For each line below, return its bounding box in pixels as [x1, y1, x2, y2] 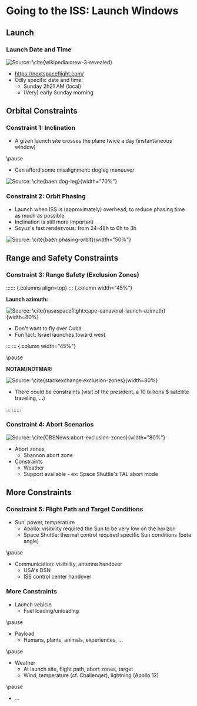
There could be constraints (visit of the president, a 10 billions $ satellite [14, 388, 189, 395]
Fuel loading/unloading [23, 607, 79, 614]
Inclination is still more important [14, 218, 94, 225]
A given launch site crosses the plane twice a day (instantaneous [14, 137, 172, 144]
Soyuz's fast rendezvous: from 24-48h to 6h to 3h [14, 224, 137, 231]
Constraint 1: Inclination [6, 124, 75, 132]
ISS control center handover [23, 573, 92, 580]
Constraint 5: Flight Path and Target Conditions [6, 505, 143, 514]
